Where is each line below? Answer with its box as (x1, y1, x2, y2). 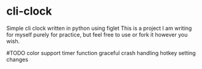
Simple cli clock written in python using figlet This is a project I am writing (6, 24, 192, 32)
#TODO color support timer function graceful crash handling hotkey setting (6, 49, 196, 56)
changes (6, 56, 29, 63)
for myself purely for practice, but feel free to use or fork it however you (6, 31, 188, 38)
